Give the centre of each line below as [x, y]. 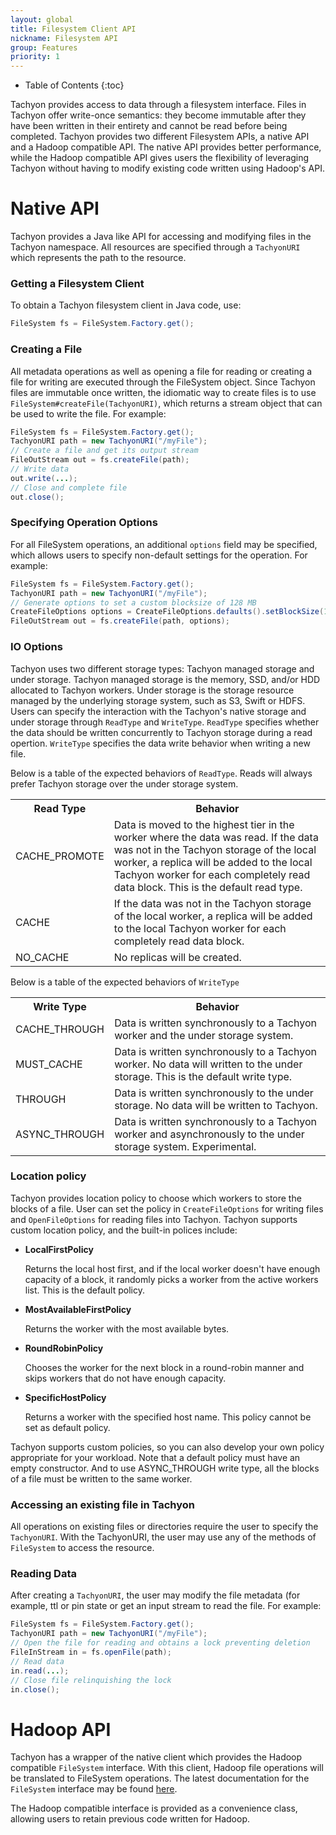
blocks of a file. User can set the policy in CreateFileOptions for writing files [167, 1208]
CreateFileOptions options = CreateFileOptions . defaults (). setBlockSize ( [167, 612]
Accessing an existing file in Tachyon [103, 1504]
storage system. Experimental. [185, 1146]
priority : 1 [35, 57]
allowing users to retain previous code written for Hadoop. [130, 1819]
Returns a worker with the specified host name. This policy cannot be [168, 1417]
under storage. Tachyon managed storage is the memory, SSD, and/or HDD [165, 679]
